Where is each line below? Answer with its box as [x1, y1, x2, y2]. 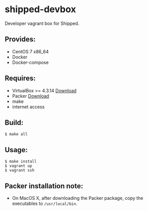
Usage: [5, 146, 28, 154]
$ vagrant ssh [5, 168, 35, 173]
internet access [12, 103, 45, 110]
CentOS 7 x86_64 [12, 48, 49, 54]
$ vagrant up [5, 163, 32, 168]
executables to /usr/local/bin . [12, 200, 78, 206]
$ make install [5, 159, 37, 164]
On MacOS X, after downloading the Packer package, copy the [12, 195, 143, 201]
